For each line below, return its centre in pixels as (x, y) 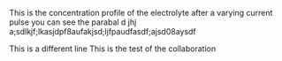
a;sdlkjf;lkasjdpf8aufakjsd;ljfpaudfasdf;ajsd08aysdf (103, 31)
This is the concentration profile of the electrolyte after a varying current (141, 13)
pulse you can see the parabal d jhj (73, 22)
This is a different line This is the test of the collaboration (113, 49)
